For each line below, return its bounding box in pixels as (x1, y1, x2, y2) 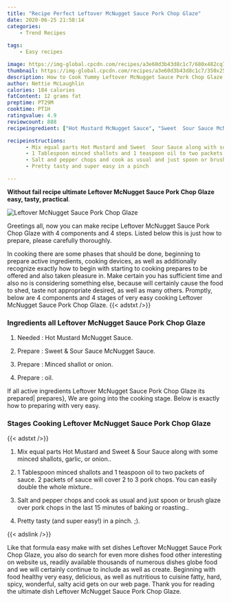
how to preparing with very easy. (7, 402, 101, 410)
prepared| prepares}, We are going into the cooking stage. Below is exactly (7, 394, 220, 402)
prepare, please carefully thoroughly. (7, 236, 112, 244)
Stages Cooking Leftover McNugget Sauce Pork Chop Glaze (7, 419, 211, 429)
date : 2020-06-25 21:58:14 (7, 17, 85, 23)
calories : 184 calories (7, 87, 76, 94)
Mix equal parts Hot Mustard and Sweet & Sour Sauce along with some (16, 448, 219, 456)
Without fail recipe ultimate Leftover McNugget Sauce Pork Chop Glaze (7, 187, 215, 196)
